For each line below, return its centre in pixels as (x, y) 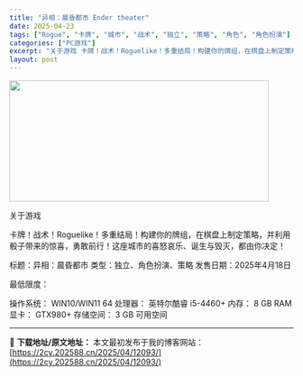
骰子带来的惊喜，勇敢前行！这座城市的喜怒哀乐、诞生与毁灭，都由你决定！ (147, 246)
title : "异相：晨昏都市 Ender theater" (79, 18)
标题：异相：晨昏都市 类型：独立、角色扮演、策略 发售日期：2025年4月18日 (150, 265)
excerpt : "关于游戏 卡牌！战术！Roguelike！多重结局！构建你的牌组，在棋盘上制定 (147, 51)
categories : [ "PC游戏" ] (53, 43)
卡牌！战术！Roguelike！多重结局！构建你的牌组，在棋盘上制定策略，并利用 (150, 234)
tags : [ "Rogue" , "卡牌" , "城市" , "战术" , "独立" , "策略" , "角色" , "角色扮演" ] (150, 34)
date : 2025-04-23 (42, 26)
